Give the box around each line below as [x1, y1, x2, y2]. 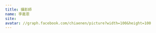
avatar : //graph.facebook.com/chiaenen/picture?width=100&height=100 [5, 20, 152, 26]
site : [5, 16, 16, 21]
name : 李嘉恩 [5, 12, 30, 16]
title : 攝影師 [5, 7, 32, 12]
